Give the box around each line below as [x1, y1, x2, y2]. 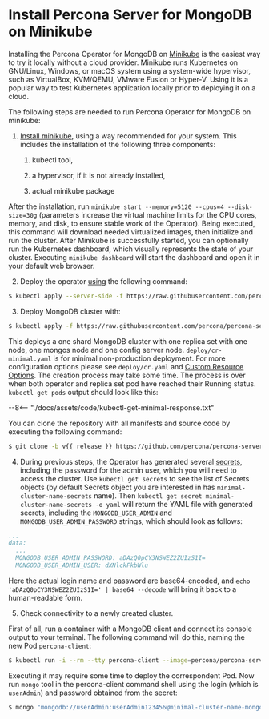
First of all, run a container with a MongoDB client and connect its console [8, 624, 252, 633]
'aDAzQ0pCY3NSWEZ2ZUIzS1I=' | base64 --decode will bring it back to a [8, 584, 237, 593]
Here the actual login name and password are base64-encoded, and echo [8, 576, 251, 585]
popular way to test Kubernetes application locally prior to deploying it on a [8, 82, 256, 93]
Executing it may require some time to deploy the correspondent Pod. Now [8, 670, 255, 681]
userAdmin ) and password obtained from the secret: [8, 688, 178, 697]
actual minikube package [31, 186, 115, 195]
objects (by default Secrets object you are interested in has [19, 482, 215, 492]
